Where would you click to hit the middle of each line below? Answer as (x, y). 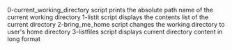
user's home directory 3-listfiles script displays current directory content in (115, 32)
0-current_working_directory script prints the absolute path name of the (110, 10)
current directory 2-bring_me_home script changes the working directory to (116, 24)
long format (24, 39)
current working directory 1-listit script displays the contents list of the (108, 17)
